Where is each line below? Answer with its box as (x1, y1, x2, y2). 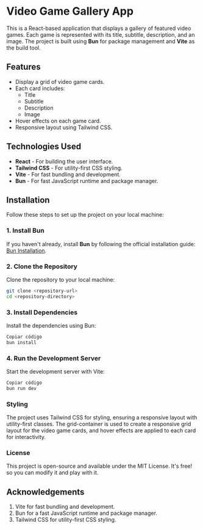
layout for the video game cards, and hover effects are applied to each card (6, 427, 196, 434)
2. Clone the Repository (6, 262, 78, 271)
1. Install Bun (6, 227, 45, 235)
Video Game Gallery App (6, 4, 134, 18)
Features (6, 62, 41, 72)
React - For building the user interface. (15, 157, 113, 165)
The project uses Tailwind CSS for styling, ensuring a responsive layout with (6, 414, 198, 421)
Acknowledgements (6, 487, 85, 497)
